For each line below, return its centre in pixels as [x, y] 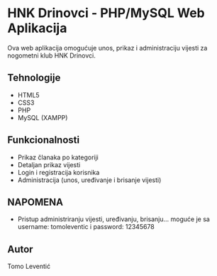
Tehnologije [34, 78]
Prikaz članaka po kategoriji [58, 157]
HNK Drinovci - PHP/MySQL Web [106, 13]
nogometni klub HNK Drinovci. [51, 55]
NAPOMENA [35, 202]
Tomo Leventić [29, 266]
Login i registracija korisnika [59, 172]
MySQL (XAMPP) [43, 117]
